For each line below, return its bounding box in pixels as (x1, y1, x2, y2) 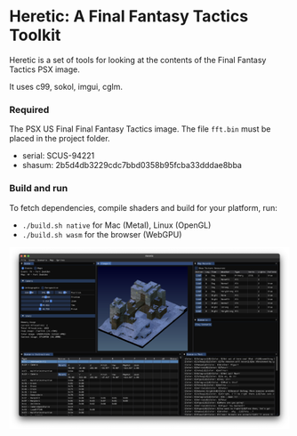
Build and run (9, 182, 68, 195)
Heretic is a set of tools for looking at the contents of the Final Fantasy (9, 54, 267, 65)
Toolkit (9, 25, 61, 45)
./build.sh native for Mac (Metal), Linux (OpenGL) (21, 220, 212, 230)
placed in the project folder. (9, 133, 110, 144)
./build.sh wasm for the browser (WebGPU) (21, 229, 182, 239)
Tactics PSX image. (9, 64, 80, 75)
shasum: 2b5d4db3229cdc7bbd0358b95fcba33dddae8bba (21, 160, 243, 171)
